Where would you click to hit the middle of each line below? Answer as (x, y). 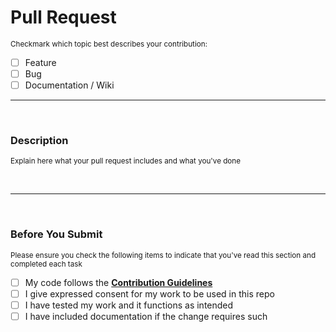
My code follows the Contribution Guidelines (118, 282)
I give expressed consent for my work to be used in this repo (149, 293)
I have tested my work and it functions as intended (129, 305)
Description (39, 141)
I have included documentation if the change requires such (146, 316)
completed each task (46, 264)
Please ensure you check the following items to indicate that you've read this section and (163, 255)
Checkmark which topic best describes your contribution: (109, 44)
